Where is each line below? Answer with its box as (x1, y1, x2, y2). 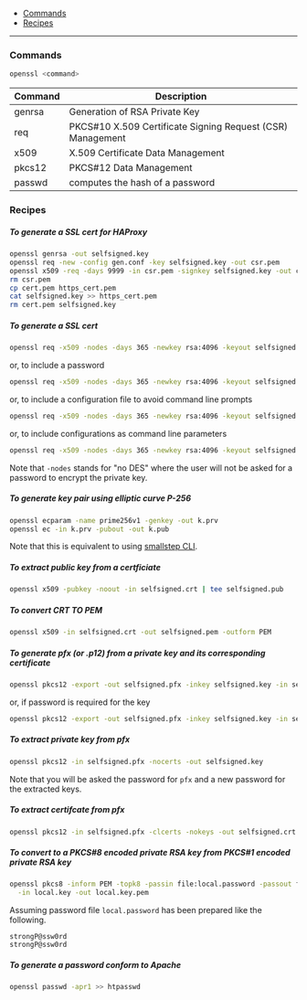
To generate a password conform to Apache (9, 959, 181, 970)
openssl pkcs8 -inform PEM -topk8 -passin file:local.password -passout (9, 879, 292, 889)
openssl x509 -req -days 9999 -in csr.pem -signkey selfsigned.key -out (9, 266, 292, 275)
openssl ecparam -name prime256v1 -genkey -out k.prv (9, 516, 219, 525)
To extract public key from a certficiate (9, 561, 162, 572)
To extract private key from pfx (9, 734, 131, 745)
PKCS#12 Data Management (69, 162, 193, 175)
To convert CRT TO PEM (9, 604, 103, 615)
